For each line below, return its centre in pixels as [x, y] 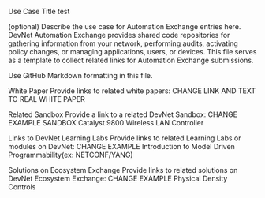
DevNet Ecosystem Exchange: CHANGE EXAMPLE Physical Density [118, 178]
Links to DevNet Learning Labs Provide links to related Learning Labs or [125, 138]
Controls [22, 187]
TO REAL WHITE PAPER [47, 99]
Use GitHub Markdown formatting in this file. [80, 75]
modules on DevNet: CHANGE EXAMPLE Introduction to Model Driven [121, 146]
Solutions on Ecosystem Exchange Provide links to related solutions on [123, 170]
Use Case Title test [39, 11]
